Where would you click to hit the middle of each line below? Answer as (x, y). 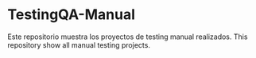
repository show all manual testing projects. (79, 44)
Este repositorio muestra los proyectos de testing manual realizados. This (128, 37)
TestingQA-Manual (72, 15)
